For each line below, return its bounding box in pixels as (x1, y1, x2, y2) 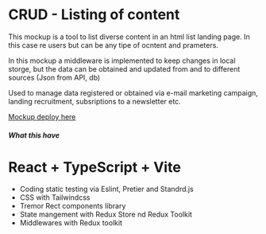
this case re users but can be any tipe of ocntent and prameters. (8, 40, 218, 49)
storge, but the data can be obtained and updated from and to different (8, 64, 241, 73)
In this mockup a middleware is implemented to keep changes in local (8, 56, 236, 65)
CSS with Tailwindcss (19, 193, 91, 202)
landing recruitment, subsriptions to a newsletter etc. (8, 96, 181, 106)
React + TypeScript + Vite (8, 158, 181, 176)
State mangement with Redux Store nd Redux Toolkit (19, 209, 193, 220)
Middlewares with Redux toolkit (19, 218, 123, 228)
